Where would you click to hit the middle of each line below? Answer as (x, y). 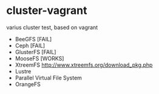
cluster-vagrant (47, 11)
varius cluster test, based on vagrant (52, 27)
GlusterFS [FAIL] (36, 52)
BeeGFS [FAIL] (33, 39)
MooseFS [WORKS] (39, 58)
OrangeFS (28, 84)
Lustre (23, 71)
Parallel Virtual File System (48, 78)
